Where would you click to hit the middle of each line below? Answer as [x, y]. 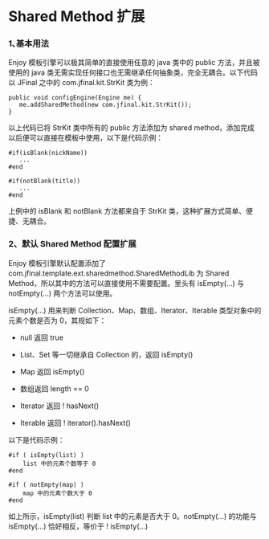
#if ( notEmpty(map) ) [46, 484]
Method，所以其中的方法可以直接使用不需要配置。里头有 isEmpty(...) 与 [126, 283]
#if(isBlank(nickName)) [48, 153]
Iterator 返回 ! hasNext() [59, 406]
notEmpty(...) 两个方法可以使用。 [63, 293]
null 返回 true [42, 337]
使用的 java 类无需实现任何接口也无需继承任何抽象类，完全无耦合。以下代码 [133, 72]
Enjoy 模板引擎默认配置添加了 [57, 263]
